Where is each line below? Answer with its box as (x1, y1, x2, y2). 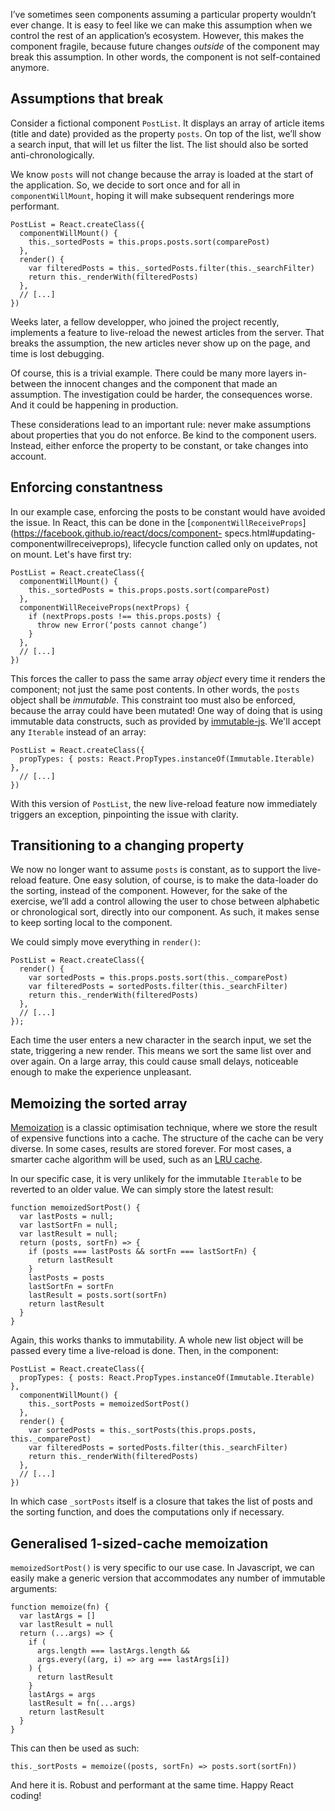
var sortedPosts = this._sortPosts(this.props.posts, (28, 1425, 257, 1436)
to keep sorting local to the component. (10, 917, 173, 929)
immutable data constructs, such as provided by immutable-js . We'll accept (10, 715, 322, 727)
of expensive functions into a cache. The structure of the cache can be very (10, 1132, 324, 1144)
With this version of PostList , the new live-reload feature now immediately (10, 797, 318, 809)
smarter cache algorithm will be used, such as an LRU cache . (10, 1154, 263, 1166)
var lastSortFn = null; (19, 1220, 118, 1231)
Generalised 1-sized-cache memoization (10, 1535, 269, 1552)
